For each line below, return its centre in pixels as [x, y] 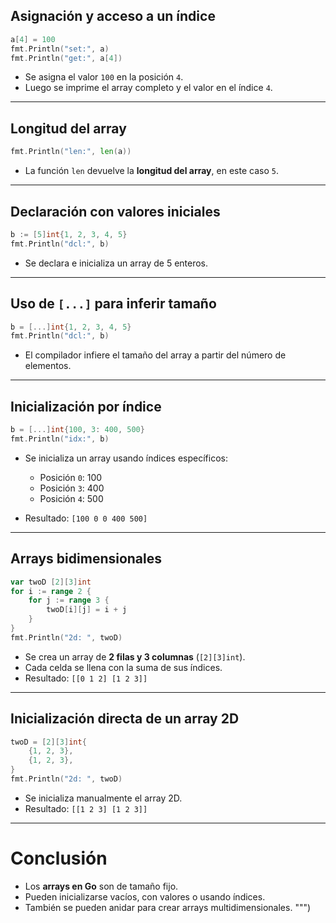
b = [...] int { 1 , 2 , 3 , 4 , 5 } [71, 327]
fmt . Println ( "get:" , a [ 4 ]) [66, 58]
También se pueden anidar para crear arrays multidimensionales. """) [168, 907]
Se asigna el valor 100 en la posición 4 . [104, 77]
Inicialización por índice [86, 406]
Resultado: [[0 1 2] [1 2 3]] [86, 678]
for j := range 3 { [69, 600]
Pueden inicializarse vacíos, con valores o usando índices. [145, 896]
